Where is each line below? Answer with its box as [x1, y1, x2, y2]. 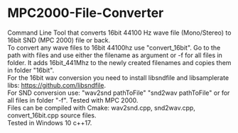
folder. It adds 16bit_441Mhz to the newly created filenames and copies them [7, 58, 232, 66]
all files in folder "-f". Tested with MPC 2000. [7, 96, 139, 104]
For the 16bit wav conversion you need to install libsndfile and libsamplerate [7, 73, 229, 82]
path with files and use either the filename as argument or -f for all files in [7, 51, 222, 59]
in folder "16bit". [7, 66, 55, 74]
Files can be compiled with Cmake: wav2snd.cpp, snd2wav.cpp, [7, 103, 195, 112]
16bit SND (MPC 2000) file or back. [7, 35, 111, 44]
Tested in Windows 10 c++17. [7, 118, 92, 127]
